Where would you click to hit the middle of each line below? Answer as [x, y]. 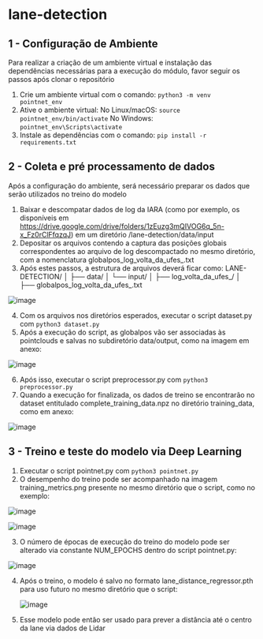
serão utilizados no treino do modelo [68, 194]
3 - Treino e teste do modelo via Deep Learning [125, 452]
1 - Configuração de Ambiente [83, 44]
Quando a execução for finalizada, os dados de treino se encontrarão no [137, 394]
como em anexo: [46, 411]
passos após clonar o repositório [61, 79]
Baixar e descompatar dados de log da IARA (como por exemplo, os [130, 209]
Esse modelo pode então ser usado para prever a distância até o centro [135, 619]
